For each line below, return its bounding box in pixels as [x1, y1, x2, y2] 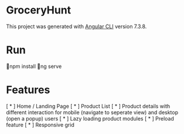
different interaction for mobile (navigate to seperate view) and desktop [6, 109, 179, 116]
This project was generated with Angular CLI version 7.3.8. [6, 23, 147, 30]
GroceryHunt [6, 4, 71, 17]
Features [6, 83, 50, 97]
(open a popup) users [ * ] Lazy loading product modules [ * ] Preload [6, 115, 174, 122]
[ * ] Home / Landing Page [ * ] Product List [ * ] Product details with [6, 102, 171, 109]
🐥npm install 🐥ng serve [6, 63, 62, 70]
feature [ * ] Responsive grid [6, 121, 74, 128]
